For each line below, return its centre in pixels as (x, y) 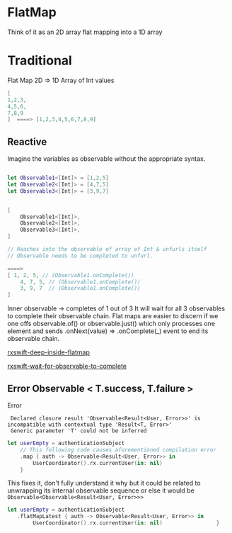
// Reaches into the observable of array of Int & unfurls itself (107, 249)
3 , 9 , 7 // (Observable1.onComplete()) (80, 288)
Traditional (40, 61)
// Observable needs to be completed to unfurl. (80, 256)
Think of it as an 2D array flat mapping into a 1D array (85, 32)
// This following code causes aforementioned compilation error (118, 450)
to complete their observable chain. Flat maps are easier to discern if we (113, 316)
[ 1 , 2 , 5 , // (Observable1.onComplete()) (71, 275)
